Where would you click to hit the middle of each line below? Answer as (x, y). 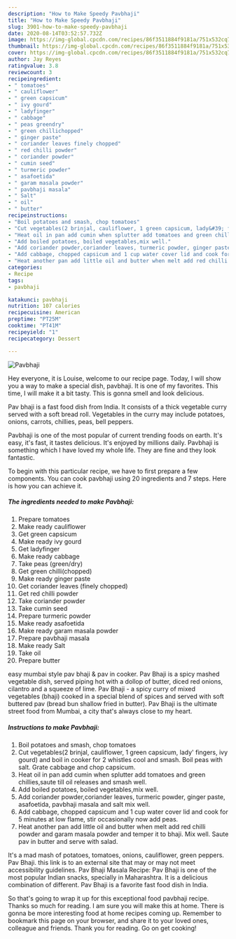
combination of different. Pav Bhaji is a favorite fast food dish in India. (108, 885)
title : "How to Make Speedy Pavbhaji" (64, 20)
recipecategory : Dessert (44, 339)
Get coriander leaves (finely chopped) (73, 586)
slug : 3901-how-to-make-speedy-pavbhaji (68, 27)
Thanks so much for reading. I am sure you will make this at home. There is (116, 906)
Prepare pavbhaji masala (54, 638)
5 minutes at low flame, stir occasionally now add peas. (98, 819)
